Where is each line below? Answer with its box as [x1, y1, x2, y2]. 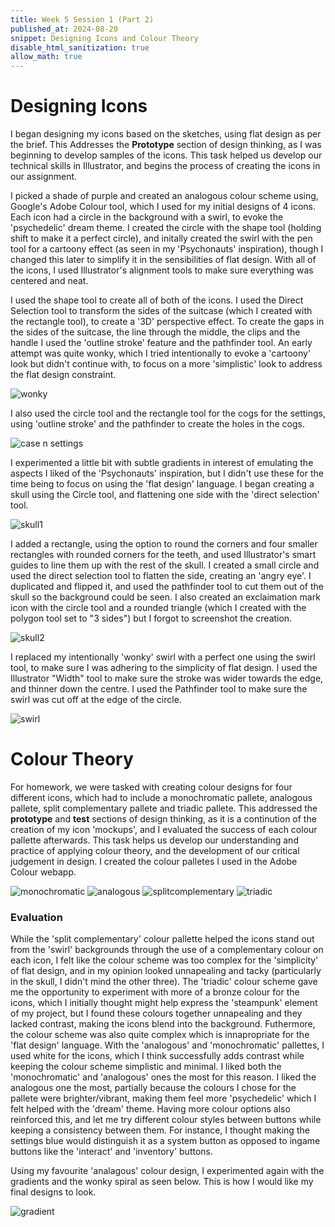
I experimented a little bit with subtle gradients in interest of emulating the [10, 457, 314, 469]
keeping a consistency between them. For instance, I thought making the [10, 1124, 310, 1136]
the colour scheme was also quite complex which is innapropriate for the [10, 1029, 310, 1041]
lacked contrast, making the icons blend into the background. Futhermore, [10, 1018, 316, 1030]
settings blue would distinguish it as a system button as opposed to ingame [10, 1135, 321, 1147]
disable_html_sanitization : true [10, 42, 150, 53]
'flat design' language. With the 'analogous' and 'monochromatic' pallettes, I [10, 1039, 325, 1051]
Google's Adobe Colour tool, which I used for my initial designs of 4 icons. [10, 201, 316, 213]
